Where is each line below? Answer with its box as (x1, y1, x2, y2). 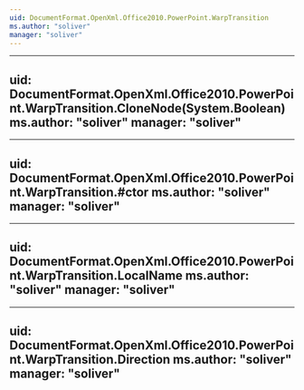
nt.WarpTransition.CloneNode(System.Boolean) (9, 101, 286, 116)
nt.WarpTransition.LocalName (9, 268, 184, 284)
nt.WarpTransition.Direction (9, 352, 171, 367)
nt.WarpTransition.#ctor (9, 184, 149, 200)
